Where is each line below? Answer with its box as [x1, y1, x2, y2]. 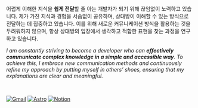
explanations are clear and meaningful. [6, 72, 103, 79]
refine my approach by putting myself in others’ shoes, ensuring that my [6, 66, 184, 73]
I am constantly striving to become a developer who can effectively [6, 47, 174, 54]
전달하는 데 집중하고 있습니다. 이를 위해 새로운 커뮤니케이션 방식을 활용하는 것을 [6, 20, 191, 27]
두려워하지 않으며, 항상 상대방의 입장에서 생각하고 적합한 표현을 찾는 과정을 [6, 27, 180, 35]
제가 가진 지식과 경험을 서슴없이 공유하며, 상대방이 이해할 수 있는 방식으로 [18, 13, 189, 20]
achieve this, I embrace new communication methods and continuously [6, 60, 182, 67]
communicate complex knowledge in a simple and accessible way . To [6, 53, 183, 60]
